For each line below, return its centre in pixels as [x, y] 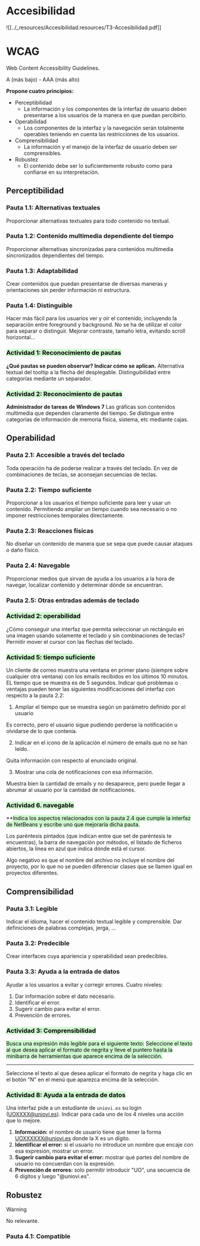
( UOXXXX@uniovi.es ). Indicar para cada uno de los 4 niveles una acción [95, 1114]
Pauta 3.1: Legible [32, 909]
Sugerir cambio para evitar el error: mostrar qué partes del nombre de [102, 1157]
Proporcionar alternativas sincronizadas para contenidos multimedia [90, 249]
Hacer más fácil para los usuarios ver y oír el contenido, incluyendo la [92, 318]
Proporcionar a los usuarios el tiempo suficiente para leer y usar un [88, 503]
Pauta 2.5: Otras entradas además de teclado [73, 600]
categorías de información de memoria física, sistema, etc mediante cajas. [97, 419]
